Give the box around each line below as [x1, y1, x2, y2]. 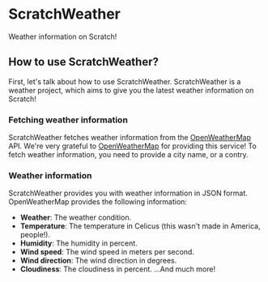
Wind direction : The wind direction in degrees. [19, 256, 177, 266]
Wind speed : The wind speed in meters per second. [19, 247, 194, 257]
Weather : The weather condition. [19, 212, 132, 223]
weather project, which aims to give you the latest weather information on [8, 85, 254, 95]
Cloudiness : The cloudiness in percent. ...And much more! [19, 264, 216, 274]
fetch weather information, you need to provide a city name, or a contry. [8, 150, 249, 160]
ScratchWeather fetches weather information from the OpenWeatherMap [8, 133, 251, 143]
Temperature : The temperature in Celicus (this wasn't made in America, [19, 221, 261, 231]
